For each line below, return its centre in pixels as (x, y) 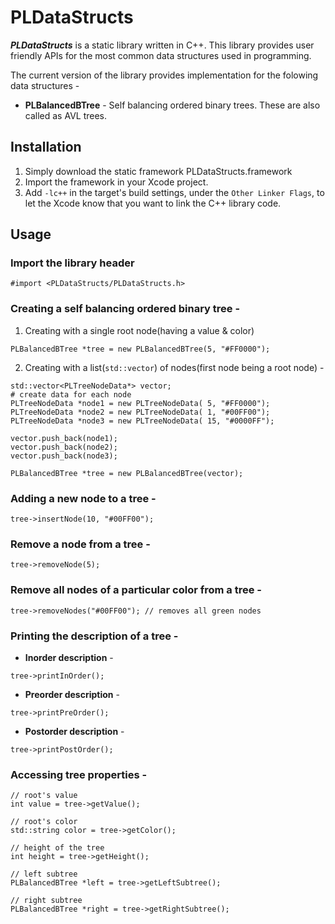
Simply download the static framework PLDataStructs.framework (158, 171)
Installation (46, 147)
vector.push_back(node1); (64, 438)
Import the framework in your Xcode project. (116, 182)
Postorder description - (74, 731)
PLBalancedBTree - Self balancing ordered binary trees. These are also (172, 105)
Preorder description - (72, 694)
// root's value (44, 796)
